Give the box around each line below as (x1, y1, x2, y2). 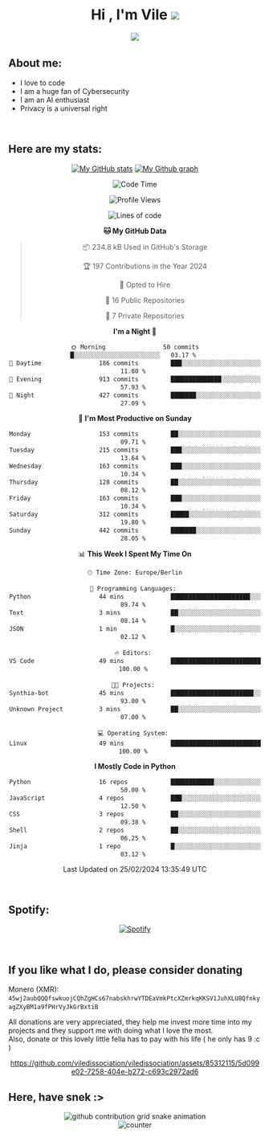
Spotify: (8, 902, 50, 917)
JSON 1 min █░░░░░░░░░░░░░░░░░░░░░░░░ (9, 624, 261, 632)
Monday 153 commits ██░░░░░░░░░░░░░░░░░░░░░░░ (9, 430, 261, 438)
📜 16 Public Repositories (104, 295, 185, 305)
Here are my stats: (8, 142, 102, 156)
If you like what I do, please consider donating (8, 963, 243, 977)
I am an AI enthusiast (19, 95, 90, 104)
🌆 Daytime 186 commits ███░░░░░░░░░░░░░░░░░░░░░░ (9, 359, 261, 367)
